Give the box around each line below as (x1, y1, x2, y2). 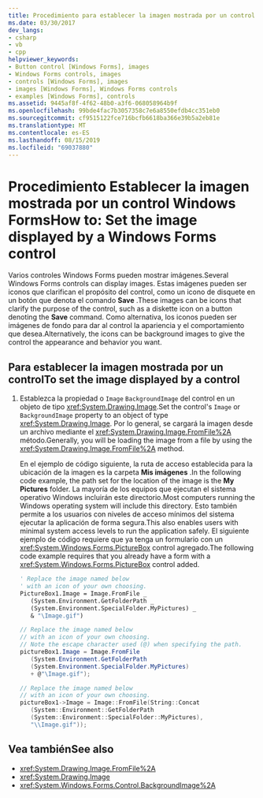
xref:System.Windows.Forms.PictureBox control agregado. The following (19, 543, 254, 553)
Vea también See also (8, 743, 114, 756)
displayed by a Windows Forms (8, 228, 217, 245)
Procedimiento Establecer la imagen (8, 177, 250, 196)
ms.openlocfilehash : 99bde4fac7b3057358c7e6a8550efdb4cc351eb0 (8, 107, 220, 115)
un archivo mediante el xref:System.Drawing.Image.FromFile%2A (19, 427, 232, 437)
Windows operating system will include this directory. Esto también (19, 502, 238, 511)
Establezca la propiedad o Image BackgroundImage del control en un (19, 393, 235, 403)
